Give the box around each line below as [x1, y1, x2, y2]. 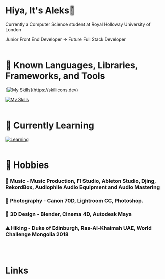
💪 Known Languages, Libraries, [5, 60, 138, 71]
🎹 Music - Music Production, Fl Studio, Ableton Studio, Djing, [5, 177, 156, 184]
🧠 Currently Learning [5, 120, 95, 131]
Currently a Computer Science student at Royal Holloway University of [5, 21, 151, 27]
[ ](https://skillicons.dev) [5, 87, 78, 93]
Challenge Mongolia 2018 [5, 231, 69, 238]
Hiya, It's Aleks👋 [5, 5, 75, 16]
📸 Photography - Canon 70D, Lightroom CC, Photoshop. [5, 197, 144, 204]
